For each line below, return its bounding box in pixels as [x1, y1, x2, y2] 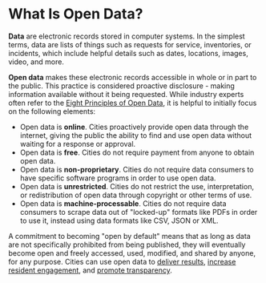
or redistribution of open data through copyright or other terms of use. [19, 190, 252, 200]
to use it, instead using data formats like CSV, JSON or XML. [19, 216, 219, 225]
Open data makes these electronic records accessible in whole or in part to [8, 72, 257, 82]
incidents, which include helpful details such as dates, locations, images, [8, 48, 248, 58]
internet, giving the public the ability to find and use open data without [19, 130, 252, 140]
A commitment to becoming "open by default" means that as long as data [8, 231, 251, 241]
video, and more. [8, 57, 64, 67]
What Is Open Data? [8, 5, 143, 23]
